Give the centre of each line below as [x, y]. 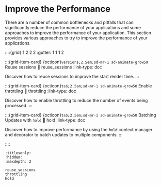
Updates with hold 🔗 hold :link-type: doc [45, 120]
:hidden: [14, 157]
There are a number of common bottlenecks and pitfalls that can [69, 22]
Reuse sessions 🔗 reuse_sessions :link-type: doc [54, 67]
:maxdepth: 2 [18, 161]
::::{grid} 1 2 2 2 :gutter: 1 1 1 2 [34, 52]
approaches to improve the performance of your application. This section [78, 33]
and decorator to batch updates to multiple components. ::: [64, 135]
